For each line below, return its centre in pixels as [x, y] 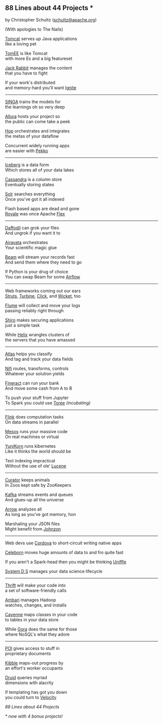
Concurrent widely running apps [37, 145]
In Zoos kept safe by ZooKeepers [38, 485]
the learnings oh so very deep [35, 107]
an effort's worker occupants [34, 668]
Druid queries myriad [26, 677]
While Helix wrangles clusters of [37, 334]
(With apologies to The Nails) [34, 29]
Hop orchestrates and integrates [37, 131]
